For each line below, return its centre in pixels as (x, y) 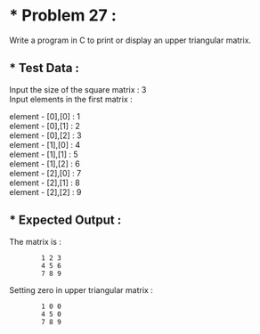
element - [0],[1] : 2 (45, 126)
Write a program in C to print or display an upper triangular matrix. (130, 40)
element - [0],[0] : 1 (45, 116)
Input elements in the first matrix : (71, 99)
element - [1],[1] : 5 (44, 154)
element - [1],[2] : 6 (45, 163)
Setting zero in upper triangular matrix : (81, 289)
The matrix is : (36, 241)
